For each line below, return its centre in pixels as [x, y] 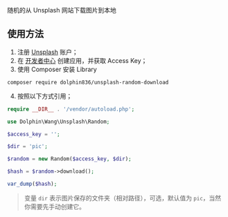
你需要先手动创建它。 [54, 207]
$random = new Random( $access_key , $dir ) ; [69, 159]
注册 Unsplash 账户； [47, 52]
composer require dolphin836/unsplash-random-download [88, 82]
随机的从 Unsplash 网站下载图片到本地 [62, 10]
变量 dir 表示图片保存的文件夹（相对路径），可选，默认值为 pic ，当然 [123, 198]
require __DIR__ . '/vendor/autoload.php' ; [71, 109]
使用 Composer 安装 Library [57, 69]
